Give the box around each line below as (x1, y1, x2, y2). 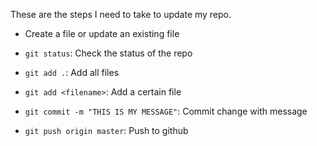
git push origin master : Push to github (24, 125, 189, 136)
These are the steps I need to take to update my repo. (10, 9, 232, 20)
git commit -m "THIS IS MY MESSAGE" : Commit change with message (24, 105, 308, 117)
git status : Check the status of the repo (24, 47, 193, 59)
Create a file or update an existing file (24, 28, 180, 39)
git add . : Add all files (24, 67, 120, 78)
